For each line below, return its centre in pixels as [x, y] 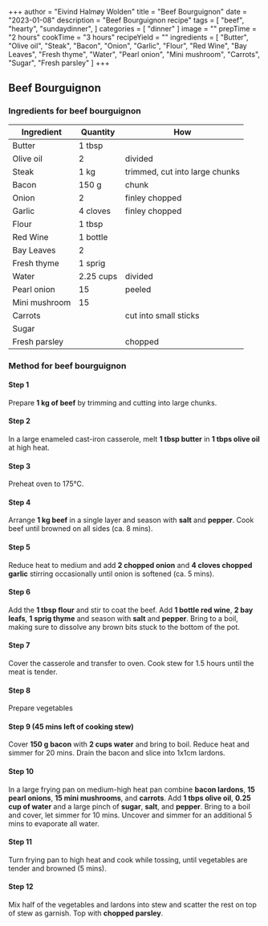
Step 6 [19, 592]
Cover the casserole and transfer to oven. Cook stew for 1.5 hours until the [131, 664]
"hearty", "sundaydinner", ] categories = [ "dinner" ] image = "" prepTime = [132, 29]
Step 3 [19, 466]
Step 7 [19, 645]
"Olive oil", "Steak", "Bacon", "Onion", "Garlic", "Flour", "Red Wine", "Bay [128, 46]
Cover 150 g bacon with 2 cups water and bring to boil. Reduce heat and [129, 744]
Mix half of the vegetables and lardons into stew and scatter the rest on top [132, 905]
